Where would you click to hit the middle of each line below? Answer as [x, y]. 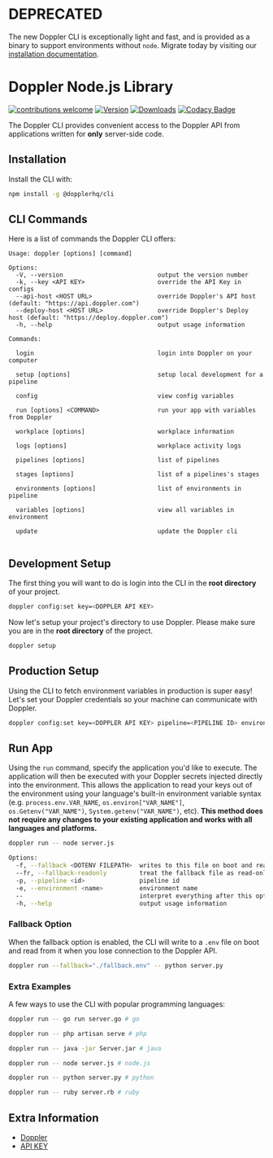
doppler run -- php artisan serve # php [78, 1033]
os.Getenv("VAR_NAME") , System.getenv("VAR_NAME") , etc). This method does [136, 811]
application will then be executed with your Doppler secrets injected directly [135, 776]
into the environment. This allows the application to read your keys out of [130, 785]
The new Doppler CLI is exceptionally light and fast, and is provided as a [129, 37]
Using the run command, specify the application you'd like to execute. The [133, 768]
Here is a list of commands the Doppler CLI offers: [92, 239]
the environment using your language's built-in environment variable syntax [135, 793]
